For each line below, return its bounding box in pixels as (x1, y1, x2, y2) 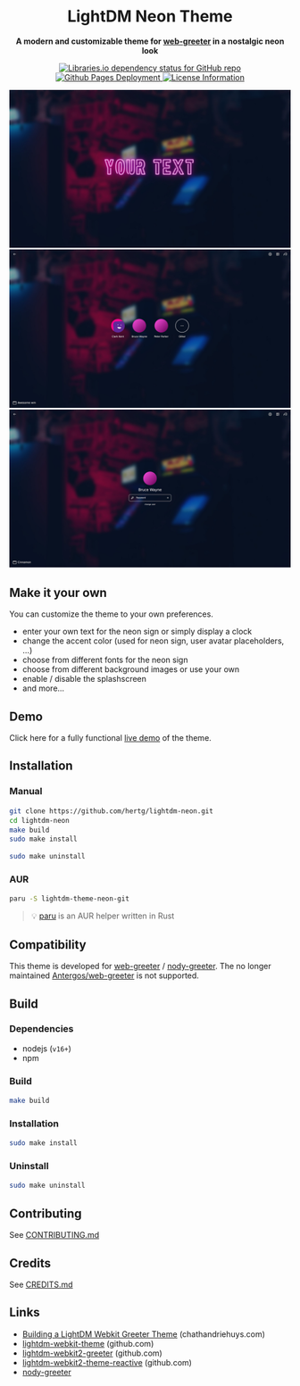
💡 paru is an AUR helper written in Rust (30, 910, 175, 921)
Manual (9, 785, 43, 798)
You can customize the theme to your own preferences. (9, 609, 214, 619)
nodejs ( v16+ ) (21, 1042, 71, 1054)
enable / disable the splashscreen (21, 674, 147, 685)
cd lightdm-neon (9, 816, 70, 825)
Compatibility (9, 937, 87, 952)
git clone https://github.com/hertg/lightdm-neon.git (9, 806, 214, 816)
